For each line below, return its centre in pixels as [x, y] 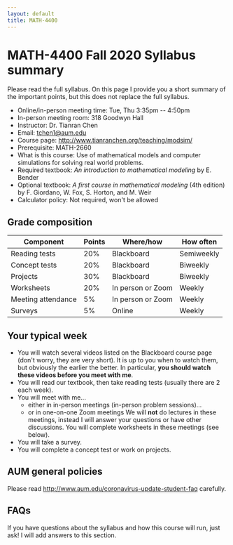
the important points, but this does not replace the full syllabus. [98, 97]
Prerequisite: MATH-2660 [54, 147]
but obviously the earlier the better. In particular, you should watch [114, 368]
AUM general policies [55, 472]
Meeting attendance [44, 299]
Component [44, 242]
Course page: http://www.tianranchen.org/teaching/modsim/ [105, 140]
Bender [28, 178]
